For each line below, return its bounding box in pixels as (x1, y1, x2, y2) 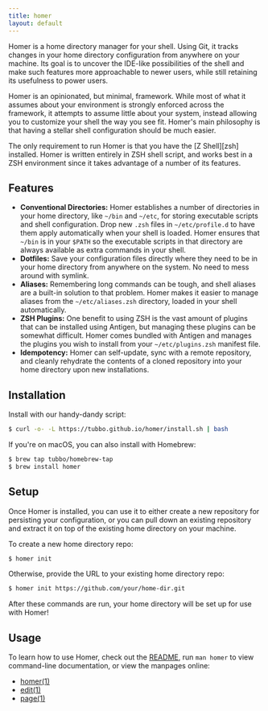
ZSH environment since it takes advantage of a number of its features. (8, 158, 241, 167)
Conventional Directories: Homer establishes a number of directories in (19, 203, 260, 212)
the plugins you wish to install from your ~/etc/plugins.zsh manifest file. (19, 339, 262, 349)
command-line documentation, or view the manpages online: (8, 661, 211, 671)
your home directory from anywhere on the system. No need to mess (19, 262, 249, 272)
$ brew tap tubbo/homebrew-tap (8, 455, 113, 463)
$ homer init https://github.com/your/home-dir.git (8, 585, 185, 593)
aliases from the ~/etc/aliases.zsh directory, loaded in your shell (19, 297, 237, 306)
